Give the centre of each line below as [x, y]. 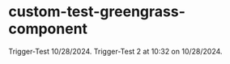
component [48, 29]
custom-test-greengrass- [97, 12]
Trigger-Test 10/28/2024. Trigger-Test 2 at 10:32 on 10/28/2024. [115, 51]
